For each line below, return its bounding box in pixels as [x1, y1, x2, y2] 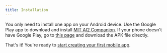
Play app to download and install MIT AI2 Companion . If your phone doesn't [5, 26, 162, 33]
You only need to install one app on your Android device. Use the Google [5, 21, 156, 27]
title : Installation [5, 7, 49, 13]
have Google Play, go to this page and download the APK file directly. [5, 32, 149, 38]
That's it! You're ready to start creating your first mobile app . [5, 41, 131, 48]
